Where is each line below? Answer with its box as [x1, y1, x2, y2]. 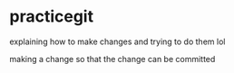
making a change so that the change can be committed [9, 53, 216, 64]
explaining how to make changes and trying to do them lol [9, 36, 226, 47]
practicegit [9, 6, 93, 27]
